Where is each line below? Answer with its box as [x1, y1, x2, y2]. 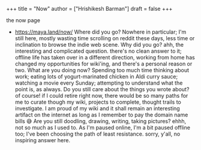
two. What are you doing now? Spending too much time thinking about [14, 67, 190, 74]
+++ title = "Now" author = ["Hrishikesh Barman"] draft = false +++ [6, 5, 173, 12]
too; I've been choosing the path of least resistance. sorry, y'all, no [14, 130, 181, 137]
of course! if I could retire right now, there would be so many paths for [14, 92, 188, 99]
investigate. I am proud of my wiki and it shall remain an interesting [14, 105, 180, 112]
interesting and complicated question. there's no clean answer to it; [14, 47, 182, 55]
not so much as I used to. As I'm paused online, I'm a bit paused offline [14, 124, 191, 131]
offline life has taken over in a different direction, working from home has [14, 54, 195, 61]
